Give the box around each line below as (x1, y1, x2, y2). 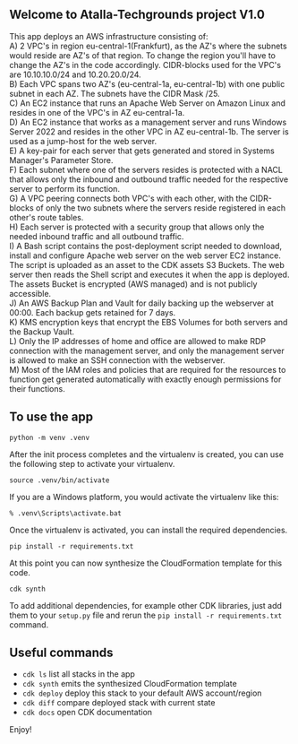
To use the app (9, 410, 94, 425)
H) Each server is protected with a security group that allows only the (9, 221, 265, 232)
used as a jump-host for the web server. (9, 135, 158, 146)
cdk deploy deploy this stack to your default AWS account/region (21, 688, 262, 698)
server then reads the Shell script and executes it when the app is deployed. (9, 269, 290, 280)
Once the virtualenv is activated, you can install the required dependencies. (9, 524, 288, 535)
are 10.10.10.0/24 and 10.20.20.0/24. (9, 69, 141, 80)
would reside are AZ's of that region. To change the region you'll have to (9, 49, 276, 61)
